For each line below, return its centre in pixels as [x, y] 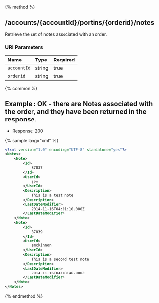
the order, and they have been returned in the [76, 111]
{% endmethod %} [24, 296]
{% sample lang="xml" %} [32, 140]
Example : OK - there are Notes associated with [79, 104]
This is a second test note [60, 259]
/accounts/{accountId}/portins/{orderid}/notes [80, 22]
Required [64, 60]
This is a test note [52, 195]
